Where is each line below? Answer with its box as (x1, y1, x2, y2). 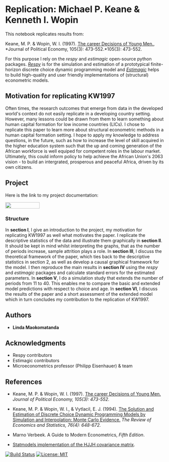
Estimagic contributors (12, 358, 59, 364)
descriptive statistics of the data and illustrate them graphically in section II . (5, 237, 162, 243)
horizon (5, 67, 21, 73)
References (5, 377, 42, 386)
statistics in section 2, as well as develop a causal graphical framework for (5, 258, 159, 265)
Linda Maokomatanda (12, 324, 59, 331)
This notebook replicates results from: (5, 31, 84, 37)
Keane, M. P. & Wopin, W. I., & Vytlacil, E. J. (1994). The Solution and (12, 406, 154, 412)
